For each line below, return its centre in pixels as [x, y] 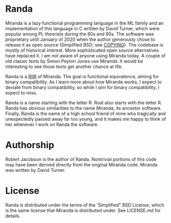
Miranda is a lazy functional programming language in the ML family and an [84, 23]
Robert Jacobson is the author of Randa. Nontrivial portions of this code [81, 159]
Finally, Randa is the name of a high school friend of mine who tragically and [86, 114]
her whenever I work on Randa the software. [52, 124]
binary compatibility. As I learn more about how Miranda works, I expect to [83, 82]
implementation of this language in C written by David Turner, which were [82, 28]
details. [13, 216]
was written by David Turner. [35, 170]
